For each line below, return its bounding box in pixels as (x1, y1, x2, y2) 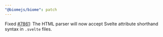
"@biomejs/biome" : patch (5, 7, 57, 12)
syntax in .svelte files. (5, 26, 52, 32)
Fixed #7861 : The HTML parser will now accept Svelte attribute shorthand (5, 21, 158, 27)
